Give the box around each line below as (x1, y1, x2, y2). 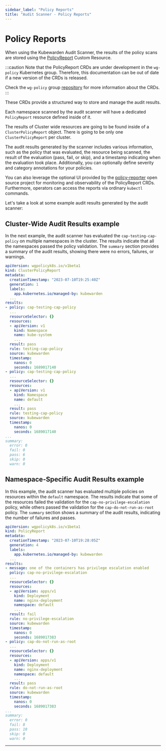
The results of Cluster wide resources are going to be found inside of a (5, 124, 149, 130)
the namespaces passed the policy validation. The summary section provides (5, 243, 159, 249)
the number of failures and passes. (5, 515, 77, 521)
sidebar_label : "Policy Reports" (5, 7, 74, 12)
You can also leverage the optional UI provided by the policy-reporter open (5, 174, 158, 181)
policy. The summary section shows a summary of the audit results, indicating (5, 509, 161, 515)
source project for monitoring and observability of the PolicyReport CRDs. (5, 180, 155, 186)
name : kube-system (14, 332, 52, 337)
